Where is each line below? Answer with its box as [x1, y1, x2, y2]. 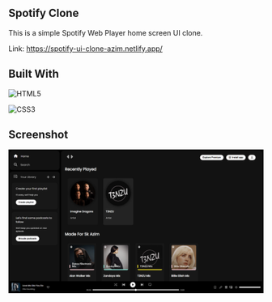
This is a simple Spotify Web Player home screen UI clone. [8, 28, 203, 37]
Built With [8, 67, 59, 81]
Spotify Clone [8, 6, 79, 20]
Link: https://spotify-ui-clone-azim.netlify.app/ [8, 44, 164, 53]
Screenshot [8, 128, 69, 142]
